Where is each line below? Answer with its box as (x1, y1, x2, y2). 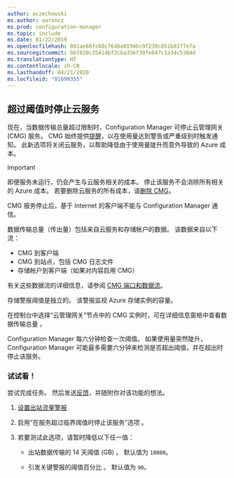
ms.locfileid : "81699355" (7, 75, 83, 83)
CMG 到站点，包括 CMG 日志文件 (17, 257, 114, 266)
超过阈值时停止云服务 (7, 103, 99, 115)
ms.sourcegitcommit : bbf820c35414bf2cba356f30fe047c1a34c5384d (7, 50, 196, 57)
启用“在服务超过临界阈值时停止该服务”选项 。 (17, 418, 149, 427)
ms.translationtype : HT (7, 56, 77, 63)
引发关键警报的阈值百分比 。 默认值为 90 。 (27, 463, 151, 472)
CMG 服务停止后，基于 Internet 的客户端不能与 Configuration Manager (7, 201, 210, 210)
